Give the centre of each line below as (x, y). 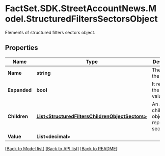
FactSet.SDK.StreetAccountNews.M (81, 9)
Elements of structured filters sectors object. (50, 32)
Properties (22, 48)
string (44, 73)
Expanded (20, 90)
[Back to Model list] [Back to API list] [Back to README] (61, 148)
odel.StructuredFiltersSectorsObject (82, 19)
